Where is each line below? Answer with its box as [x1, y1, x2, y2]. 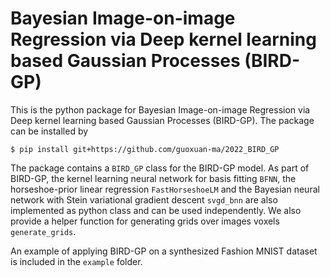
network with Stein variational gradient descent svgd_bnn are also [10, 193, 278, 206]
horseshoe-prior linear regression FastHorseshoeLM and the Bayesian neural [10, 183, 320, 195]
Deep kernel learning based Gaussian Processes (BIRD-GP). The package [10, 114, 315, 126]
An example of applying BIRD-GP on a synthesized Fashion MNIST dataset [10, 245, 318, 257]
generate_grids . [10, 225, 77, 237]
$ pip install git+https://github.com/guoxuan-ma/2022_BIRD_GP [10, 144, 280, 154]
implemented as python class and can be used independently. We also [10, 204, 302, 216]
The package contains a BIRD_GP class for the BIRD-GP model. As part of [10, 162, 310, 174]
